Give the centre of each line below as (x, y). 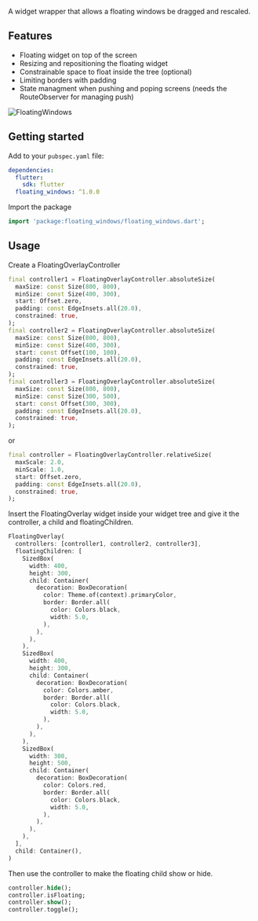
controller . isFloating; (47, 895)
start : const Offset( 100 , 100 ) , (68, 352)
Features (30, 36)
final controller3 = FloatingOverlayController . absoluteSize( (112, 382)
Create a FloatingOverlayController (64, 265)
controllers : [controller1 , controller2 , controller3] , (108, 544)
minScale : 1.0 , (40, 470)
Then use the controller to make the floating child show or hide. (111, 873)
